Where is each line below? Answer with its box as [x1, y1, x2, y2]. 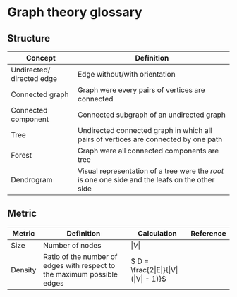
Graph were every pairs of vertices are [77, 85, 206, 95]
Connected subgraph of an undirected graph [77, 110, 226, 120]
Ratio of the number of [43, 251, 118, 261]
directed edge [11, 74, 58, 83]
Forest [11, 151, 32, 160]
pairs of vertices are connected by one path [77, 134, 223, 144]
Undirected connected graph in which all [77, 126, 212, 135]
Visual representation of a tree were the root [77, 166, 224, 176]
